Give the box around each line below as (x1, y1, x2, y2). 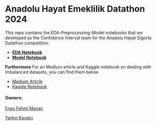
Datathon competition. (5, 40, 49, 46)
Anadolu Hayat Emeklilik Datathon (5, 3, 145, 15)
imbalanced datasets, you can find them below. (5, 69, 99, 75)
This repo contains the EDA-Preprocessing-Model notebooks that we (5, 30, 143, 35)
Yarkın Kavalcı (5, 115, 33, 121)
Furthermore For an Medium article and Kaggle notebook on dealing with (5, 64, 152, 70)
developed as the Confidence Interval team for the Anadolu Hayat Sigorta (5, 35, 152, 41)
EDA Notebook (12, 49, 43, 55)
